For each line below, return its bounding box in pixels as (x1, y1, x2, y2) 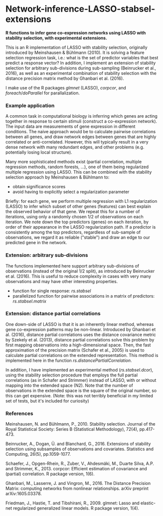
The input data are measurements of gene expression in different (5, 124, 135, 129)
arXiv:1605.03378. (5, 491, 42, 497)
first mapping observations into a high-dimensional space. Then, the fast (5, 342, 151, 348)
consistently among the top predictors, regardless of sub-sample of (5, 230, 141, 235)
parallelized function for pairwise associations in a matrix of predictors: (12, 293, 155, 299)
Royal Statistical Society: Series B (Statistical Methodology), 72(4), (5, 427, 139, 432)
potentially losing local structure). (5, 149, 72, 155)
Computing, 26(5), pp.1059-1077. (5, 451, 71, 457)
